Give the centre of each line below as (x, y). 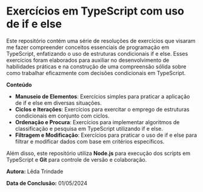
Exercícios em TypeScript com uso (95, 11)
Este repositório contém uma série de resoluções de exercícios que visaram (101, 41)
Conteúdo (19, 84)
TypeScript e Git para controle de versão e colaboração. (77, 159)
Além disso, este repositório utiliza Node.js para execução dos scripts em (98, 153)
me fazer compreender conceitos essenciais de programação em (88, 47)
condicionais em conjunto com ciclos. (62, 116)
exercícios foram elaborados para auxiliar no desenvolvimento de (88, 60)
